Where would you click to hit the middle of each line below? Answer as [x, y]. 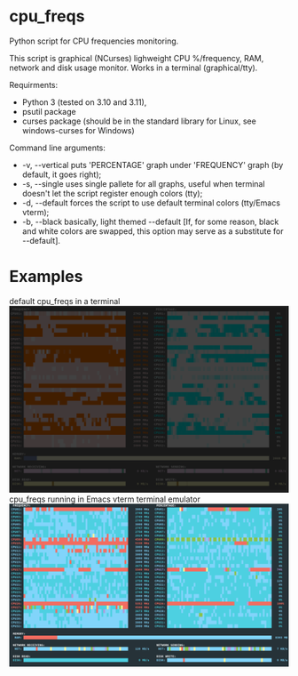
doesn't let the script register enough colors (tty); [112, 193]
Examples [46, 277]
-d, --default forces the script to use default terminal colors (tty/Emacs [151, 203]
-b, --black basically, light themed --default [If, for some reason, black [150, 221]
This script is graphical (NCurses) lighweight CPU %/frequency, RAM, [137, 58]
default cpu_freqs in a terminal [65, 301]
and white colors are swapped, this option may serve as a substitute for [153, 231]
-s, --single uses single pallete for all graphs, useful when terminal [143, 183]
